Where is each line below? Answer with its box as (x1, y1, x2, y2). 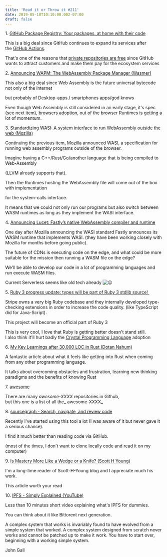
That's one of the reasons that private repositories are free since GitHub (5, 55, 154, 61)
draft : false (5, 17, 32, 22)
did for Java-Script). (5, 310, 47, 316)
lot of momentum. (5, 115, 42, 121)
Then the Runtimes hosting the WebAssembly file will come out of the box (5, 180, 157, 186)
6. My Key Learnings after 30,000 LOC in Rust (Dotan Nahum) (5, 344, 132, 350)
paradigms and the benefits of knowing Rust (5, 374, 96, 380)
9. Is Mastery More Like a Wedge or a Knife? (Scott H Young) (5, 458, 130, 464)
